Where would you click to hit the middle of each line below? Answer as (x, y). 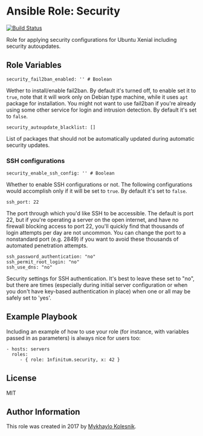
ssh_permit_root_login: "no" (43, 262)
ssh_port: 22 (23, 202)
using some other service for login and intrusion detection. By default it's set (101, 110)
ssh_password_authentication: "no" (51, 257)
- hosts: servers (28, 349)
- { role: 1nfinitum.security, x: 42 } (70, 360)
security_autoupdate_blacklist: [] (51, 127)
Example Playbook (42, 317)
